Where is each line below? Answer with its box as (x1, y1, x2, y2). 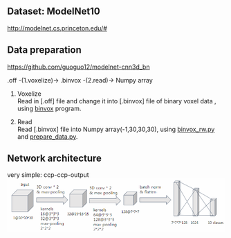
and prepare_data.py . (17, 132, 78, 141)
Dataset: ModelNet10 (7, 6, 100, 17)
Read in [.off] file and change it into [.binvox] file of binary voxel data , (17, 96, 216, 105)
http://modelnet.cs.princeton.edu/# (7, 24, 107, 32)
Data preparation (7, 44, 82, 56)
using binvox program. (17, 104, 82, 112)
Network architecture (7, 153, 102, 164)
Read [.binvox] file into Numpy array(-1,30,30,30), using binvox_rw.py (17, 125, 215, 133)
